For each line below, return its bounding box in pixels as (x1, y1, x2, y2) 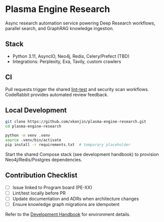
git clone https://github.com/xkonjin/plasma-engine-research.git (5, 119, 146, 124)
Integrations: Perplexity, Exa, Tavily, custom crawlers (12, 58, 121, 64)
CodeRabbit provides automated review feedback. (5, 91, 108, 97)
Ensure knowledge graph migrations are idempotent (12, 201, 120, 207)
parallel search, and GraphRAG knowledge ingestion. (5, 25, 114, 31)
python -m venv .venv (5, 133, 50, 138)
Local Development (5, 106, 67, 114)
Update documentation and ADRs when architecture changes (12, 195, 139, 201)
